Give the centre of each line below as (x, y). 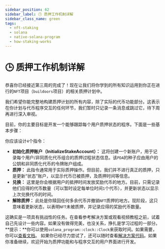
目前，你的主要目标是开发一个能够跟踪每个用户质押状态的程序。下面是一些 (80, 124)
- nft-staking (24, 28)
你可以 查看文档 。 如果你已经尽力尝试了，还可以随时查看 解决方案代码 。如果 (81, 235)
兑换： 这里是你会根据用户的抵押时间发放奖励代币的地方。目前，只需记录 (86, 182)
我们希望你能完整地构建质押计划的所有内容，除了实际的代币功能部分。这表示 (82, 102)
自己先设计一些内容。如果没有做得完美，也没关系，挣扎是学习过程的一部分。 (82, 223)
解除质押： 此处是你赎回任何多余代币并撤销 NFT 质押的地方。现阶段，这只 (85, 200)
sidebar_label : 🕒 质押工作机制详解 (39, 14)
